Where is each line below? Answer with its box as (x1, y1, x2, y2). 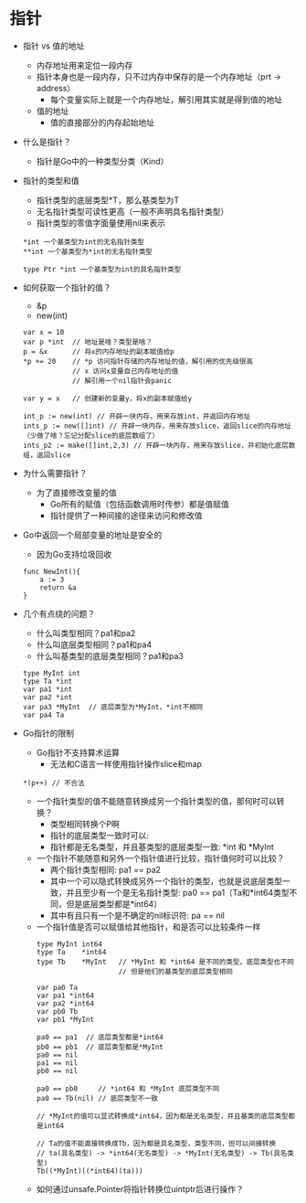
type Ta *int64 (36, 947, 107, 956)
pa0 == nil (36, 1050, 79, 1059)
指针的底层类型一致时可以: (49, 829, 149, 841)
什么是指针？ (22, 136, 71, 147)
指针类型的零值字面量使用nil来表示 (36, 217, 166, 229)
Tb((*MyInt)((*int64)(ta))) (36, 1166, 143, 1176)
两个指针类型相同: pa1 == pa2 (49, 864, 162, 875)
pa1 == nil (36, 1058, 79, 1068)
